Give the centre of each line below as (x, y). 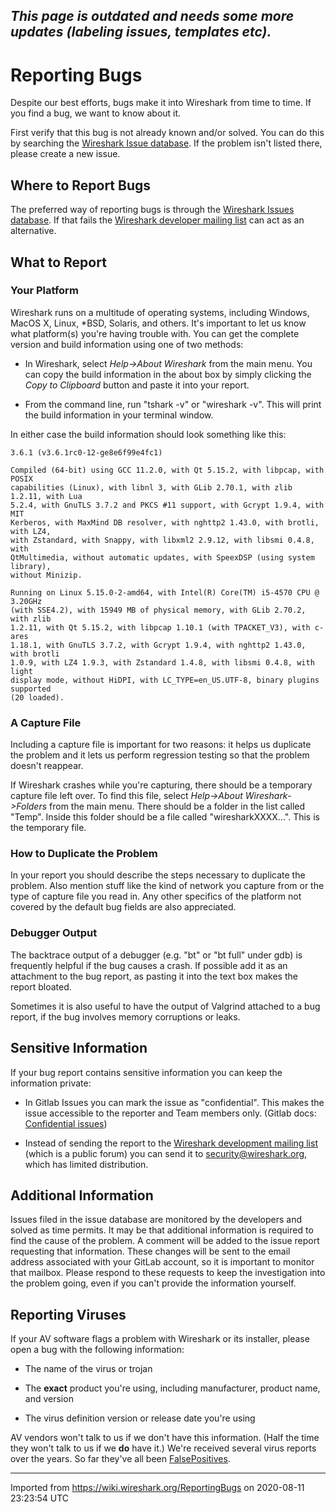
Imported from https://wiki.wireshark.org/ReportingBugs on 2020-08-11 (157, 1488)
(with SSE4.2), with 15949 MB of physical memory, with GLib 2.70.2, (158, 610)
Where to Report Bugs (81, 185)
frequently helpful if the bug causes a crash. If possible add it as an (149, 965)
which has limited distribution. (86, 1164)
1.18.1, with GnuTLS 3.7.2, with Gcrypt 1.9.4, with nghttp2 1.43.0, (158, 645)
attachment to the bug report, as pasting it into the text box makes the (154, 976)
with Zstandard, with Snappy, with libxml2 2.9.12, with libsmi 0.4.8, (162, 540)
